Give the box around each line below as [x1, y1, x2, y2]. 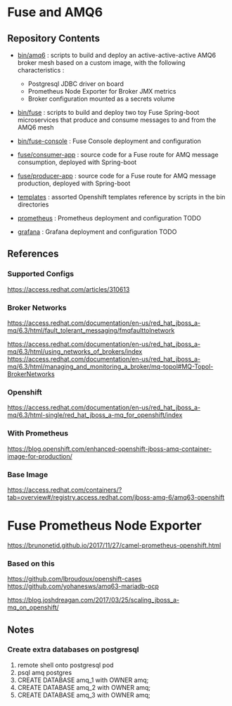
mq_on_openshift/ [7, 603, 60, 612]
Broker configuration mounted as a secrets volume [27, 94, 175, 103]
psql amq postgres [17, 668, 72, 676]
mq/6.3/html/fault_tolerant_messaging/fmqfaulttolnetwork [7, 326, 175, 335]
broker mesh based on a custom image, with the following [17, 58, 186, 67]
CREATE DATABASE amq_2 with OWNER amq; [17, 683, 151, 691]
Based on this [7, 558, 55, 568]
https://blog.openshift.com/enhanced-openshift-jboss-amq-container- [7, 445, 212, 453]
